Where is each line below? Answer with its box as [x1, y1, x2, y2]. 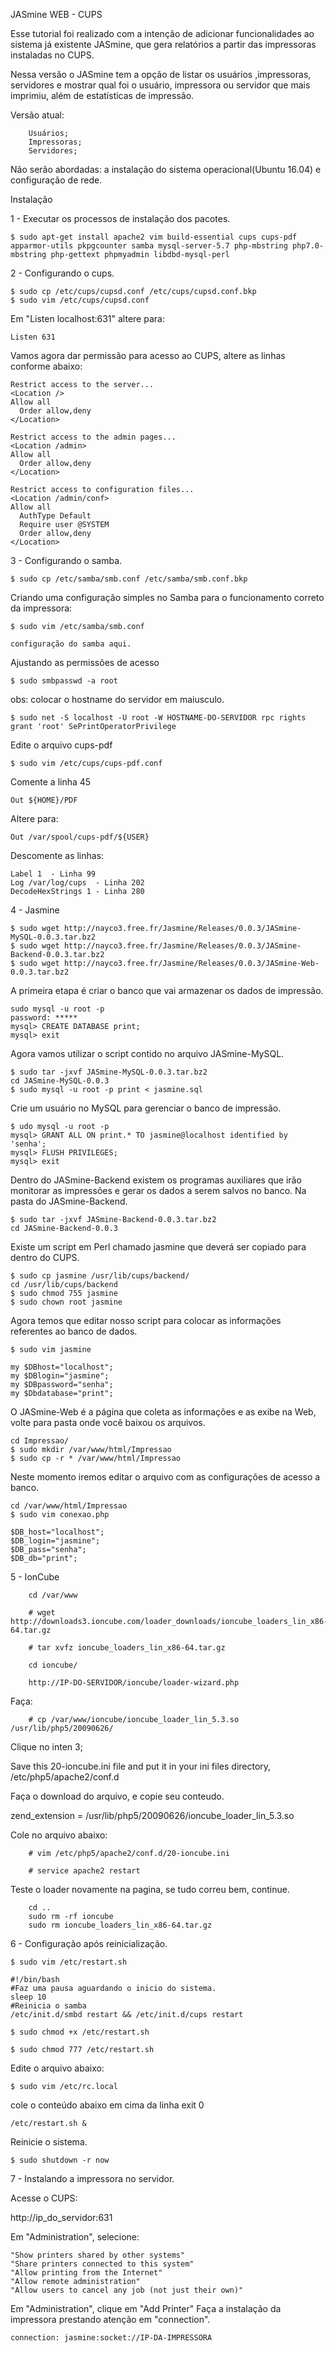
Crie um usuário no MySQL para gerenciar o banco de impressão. [10, 1102, 282, 1114]
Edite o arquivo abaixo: [10, 2062, 105, 2074]
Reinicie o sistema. [10, 2136, 88, 2148]
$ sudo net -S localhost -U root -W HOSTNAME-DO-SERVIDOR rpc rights [10, 713, 307, 723]
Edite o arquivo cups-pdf [10, 739, 113, 751]
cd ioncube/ [28, 1660, 78, 1670]
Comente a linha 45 [10, 776, 92, 788]
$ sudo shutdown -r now [10, 2155, 110, 2165]
